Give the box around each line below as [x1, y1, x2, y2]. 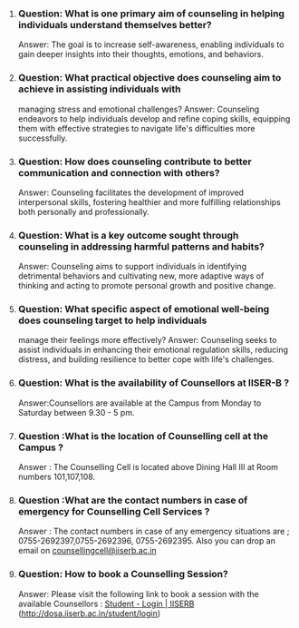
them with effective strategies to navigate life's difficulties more [17, 123, 256, 133]
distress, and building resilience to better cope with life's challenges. [17, 354, 275, 365]
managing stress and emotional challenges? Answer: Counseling [17, 103, 260, 114]
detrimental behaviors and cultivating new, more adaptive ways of [17, 270, 265, 281]
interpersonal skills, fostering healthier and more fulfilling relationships [17, 196, 281, 207]
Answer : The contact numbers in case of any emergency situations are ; [17, 525, 290, 537]
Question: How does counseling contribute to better [17, 155, 252, 168]
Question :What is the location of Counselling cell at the [17, 429, 269, 442]
